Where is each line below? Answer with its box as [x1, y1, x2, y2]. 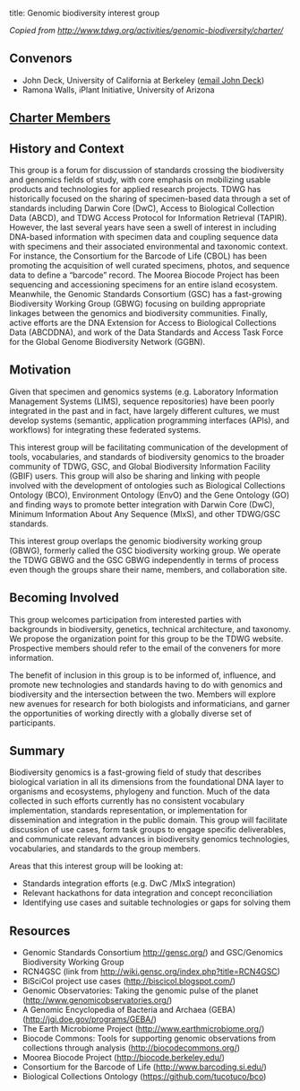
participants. [9, 717, 56, 728]
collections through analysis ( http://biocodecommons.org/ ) [21, 1043, 240, 1053]
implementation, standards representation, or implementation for [9, 805, 248, 816]
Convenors [9, 51, 73, 66]
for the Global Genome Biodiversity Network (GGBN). [9, 337, 206, 348]
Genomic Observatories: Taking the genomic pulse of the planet [21, 985, 259, 996]
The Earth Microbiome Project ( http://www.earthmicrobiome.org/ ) [21, 1024, 265, 1034]
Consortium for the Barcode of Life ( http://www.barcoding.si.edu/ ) [21, 1061, 267, 1072]
